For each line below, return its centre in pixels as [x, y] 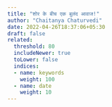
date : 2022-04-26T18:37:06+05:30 [56, 27]
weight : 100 [37, 79]
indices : [26, 66]
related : [20, 40]
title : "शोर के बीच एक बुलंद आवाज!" [54, 14]
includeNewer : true [42, 53]
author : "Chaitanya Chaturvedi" [55, 20]
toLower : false [36, 60]
